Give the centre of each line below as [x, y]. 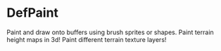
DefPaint [33, 13]
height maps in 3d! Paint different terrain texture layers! [87, 39]
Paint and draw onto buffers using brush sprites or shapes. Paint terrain [110, 32]
